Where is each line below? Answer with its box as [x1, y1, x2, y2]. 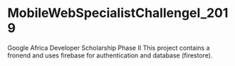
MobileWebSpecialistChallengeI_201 [7, 5, 229, 21]
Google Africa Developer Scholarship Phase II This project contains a [7, 43, 210, 52]
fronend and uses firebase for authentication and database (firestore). [7, 51, 213, 60]
